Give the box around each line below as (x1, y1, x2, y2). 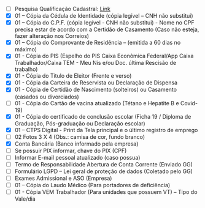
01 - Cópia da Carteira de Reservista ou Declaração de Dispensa (14, 79, 178, 86)
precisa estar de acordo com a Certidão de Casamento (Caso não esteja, (14, 26, 199, 33)
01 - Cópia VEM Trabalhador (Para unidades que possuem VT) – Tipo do (14, 188, 198, 196)
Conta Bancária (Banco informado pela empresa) (14, 140, 139, 147)
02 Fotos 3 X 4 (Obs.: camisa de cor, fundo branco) (14, 133, 145, 140)
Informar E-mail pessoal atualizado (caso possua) (14, 154, 141, 161)
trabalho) (14, 65, 38, 73)
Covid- (180, 99, 198, 106)
